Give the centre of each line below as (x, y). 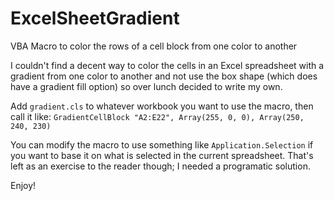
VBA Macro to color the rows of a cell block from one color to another (154, 46)
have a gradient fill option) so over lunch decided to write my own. (146, 86)
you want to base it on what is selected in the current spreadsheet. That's (162, 155)
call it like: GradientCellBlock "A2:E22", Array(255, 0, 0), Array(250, (157, 116)
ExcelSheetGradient (95, 18)
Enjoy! (23, 185)
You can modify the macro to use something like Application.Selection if (162, 144)
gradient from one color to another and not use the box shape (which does (164, 76)
